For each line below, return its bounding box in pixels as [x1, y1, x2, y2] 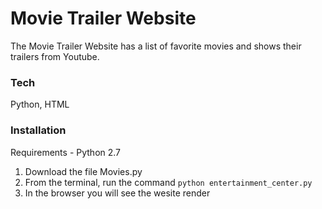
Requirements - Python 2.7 [10, 146, 122, 158]
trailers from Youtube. [10, 50, 100, 62]
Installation [10, 123, 67, 137]
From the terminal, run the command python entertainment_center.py [24, 176, 313, 188]
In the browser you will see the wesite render [24, 187, 211, 199]
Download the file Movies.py [24, 165, 143, 177]
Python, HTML [10, 98, 70, 111]
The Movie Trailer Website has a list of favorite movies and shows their [10, 40, 302, 52]
